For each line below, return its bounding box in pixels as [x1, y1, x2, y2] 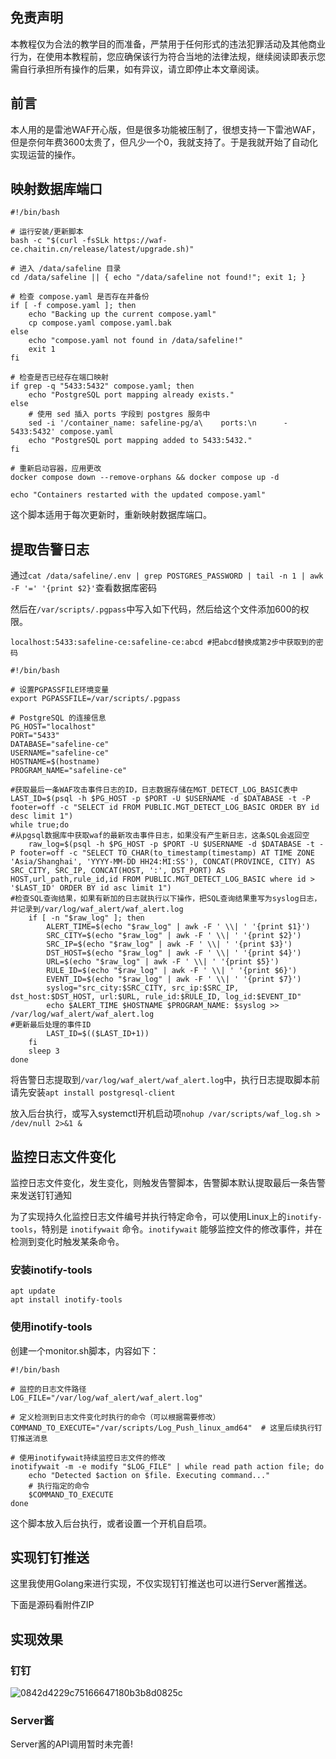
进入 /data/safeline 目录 [19, 264, 122, 274]
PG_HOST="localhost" [10, 722, 97, 732]
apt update [10, 1286, 56, 1297]
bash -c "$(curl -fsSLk [10, 236, 110, 246]
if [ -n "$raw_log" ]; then [28, 913, 145, 923]
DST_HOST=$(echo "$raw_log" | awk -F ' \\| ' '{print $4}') [46, 948, 302, 958]
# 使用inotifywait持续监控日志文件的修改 [10, 1453, 166, 1463]
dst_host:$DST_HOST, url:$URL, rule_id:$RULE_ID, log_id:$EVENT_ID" [10, 992, 302, 1002]
